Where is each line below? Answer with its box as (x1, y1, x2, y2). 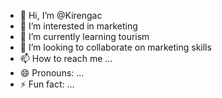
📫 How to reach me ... (19, 53, 113, 64)
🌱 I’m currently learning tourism (19, 31, 150, 42)
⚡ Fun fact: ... (19, 78, 75, 90)
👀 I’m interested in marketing (19, 20, 138, 32)
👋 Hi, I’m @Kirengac (19, 10, 103, 21)
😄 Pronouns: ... (19, 67, 85, 79)
